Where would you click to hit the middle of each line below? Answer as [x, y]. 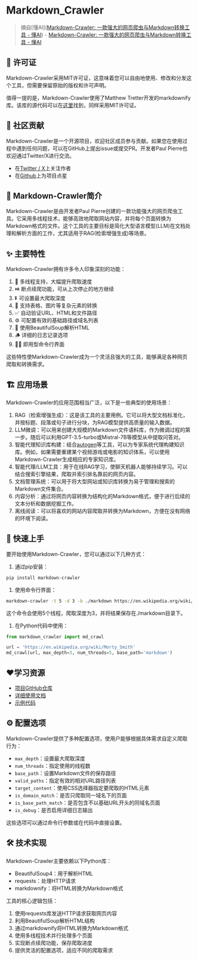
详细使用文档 [30, 695]
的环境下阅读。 [33, 518]
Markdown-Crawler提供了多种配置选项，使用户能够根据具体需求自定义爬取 [97, 738]
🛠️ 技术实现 [27, 843]
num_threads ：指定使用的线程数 [52, 765]
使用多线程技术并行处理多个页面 [53, 935]
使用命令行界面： [35, 590]
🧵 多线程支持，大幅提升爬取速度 [53, 282]
